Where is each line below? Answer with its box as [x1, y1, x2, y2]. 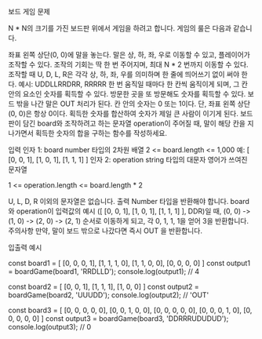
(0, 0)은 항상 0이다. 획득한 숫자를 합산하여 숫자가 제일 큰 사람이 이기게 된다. [8, 109, 239, 118]
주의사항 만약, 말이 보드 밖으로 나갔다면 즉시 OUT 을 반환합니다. [8, 226, 202, 235]
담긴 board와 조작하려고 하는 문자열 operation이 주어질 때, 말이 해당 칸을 [22, 118, 246, 128]
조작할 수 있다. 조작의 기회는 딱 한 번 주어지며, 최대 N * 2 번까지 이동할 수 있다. [8, 60, 249, 69]
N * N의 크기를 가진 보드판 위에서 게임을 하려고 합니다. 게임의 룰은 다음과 [8, 24, 231, 33]
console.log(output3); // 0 [8, 323, 92, 331]
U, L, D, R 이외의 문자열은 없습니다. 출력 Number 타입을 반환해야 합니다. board [8, 197, 249, 206]
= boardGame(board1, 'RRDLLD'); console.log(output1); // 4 [8, 267, 200, 276]
